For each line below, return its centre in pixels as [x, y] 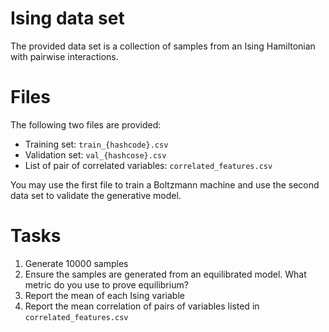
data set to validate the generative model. [96, 195]
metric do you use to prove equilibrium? [106, 284]
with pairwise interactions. [64, 56]
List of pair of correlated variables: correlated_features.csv [148, 165]
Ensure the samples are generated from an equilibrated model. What [165, 274]
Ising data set [67, 18]
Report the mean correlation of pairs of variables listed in [142, 306]
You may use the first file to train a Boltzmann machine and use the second [165, 184]
